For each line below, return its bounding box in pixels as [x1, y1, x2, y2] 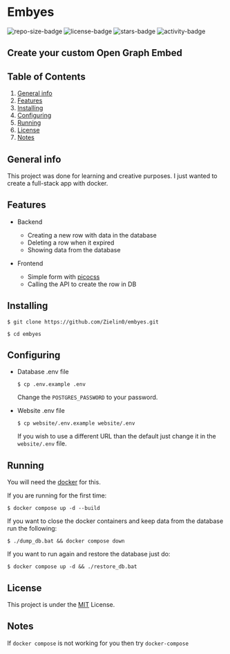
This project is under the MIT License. [7, 601, 115, 609]
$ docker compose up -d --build [7, 505, 100, 512]
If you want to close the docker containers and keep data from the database [7, 517, 224, 525]
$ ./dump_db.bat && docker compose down [7, 538, 126, 545]
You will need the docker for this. [7, 478, 102, 486]
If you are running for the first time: [7, 491, 107, 500]
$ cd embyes [7, 330, 41, 337]
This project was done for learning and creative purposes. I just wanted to [7, 171, 218, 180]
